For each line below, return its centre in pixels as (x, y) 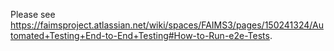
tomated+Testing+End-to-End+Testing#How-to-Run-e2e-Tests (140, 35)
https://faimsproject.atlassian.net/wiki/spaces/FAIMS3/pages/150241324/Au (167, 25)
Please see (33, 14)
